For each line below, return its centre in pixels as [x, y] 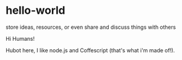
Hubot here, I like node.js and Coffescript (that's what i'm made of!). [90, 50]
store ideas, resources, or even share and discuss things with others [91, 27]
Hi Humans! [20, 38]
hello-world [36, 10]
